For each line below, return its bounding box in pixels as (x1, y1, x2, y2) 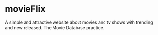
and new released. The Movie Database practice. (5, 24, 105, 30)
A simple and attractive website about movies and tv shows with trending (5, 19, 153, 25)
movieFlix (5, 3, 46, 15)
